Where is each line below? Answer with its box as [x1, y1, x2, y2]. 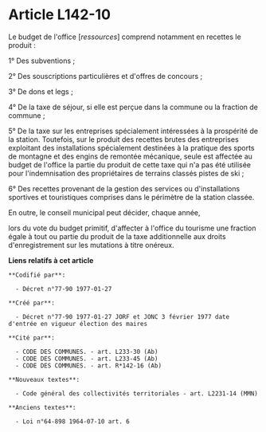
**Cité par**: [8, 333, 56, 342]
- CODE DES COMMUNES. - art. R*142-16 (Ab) [15, 361, 162, 370]
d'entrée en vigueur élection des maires [8, 320, 148, 328]
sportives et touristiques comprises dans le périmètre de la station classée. [8, 192, 255, 202]
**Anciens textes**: [8, 403, 77, 411]
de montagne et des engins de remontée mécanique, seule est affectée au [8, 151, 253, 161]
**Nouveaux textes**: [8, 375, 80, 383]
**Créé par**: [8, 299, 56, 307]
